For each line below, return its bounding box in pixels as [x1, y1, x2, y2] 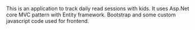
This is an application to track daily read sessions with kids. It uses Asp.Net [6, 5, 190, 12]
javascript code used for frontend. [6, 18, 90, 24]
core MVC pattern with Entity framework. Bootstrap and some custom [6, 11, 176, 18]
